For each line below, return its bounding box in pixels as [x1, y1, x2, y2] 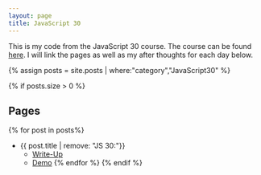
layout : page [8, 11, 52, 20]
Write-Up [31, 149, 63, 159]
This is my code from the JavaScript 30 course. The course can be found [8, 41, 252, 51]
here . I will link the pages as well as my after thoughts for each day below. [8, 50, 254, 59]
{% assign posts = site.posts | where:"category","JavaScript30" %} [8, 65, 231, 75]
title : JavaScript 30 [8, 19, 81, 27]
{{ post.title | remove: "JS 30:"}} [19, 141, 126, 151]
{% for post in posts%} [8, 125, 85, 135]
